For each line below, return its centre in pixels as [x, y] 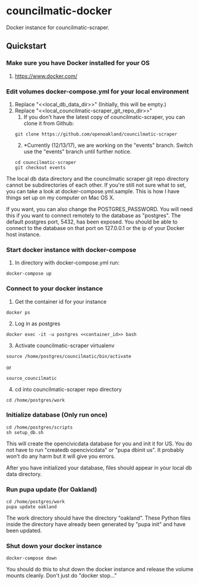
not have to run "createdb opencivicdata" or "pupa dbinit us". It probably [95, 449]
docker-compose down [32, 558]
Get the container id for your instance [61, 301]
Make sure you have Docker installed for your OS [78, 63]
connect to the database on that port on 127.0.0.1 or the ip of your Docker [95, 228]
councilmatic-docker [59, 11]
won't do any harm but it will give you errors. [61, 456]
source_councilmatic [32, 378]
